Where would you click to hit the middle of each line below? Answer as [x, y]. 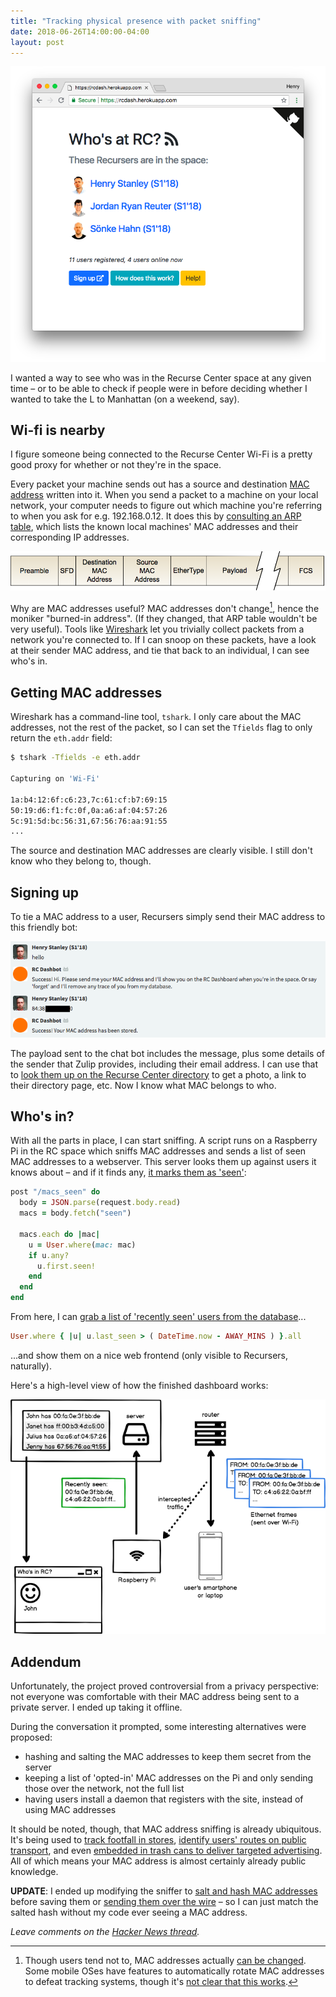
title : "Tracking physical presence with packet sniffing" [136, 21]
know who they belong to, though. [81, 861]
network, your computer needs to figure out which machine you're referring [166, 506]
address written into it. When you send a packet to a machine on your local [164, 495]
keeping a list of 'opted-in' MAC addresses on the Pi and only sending [169, 1778]
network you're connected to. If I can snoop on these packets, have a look [163, 640]
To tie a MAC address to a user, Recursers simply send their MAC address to [168, 917]
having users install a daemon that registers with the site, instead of [164, 1799]
